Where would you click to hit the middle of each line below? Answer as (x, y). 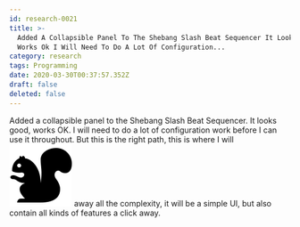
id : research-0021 (43, 19)
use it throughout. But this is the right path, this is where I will (121, 139)
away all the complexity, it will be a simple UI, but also (173, 203)
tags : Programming (43, 66)
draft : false (33, 85)
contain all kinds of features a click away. (85, 213)
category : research (46, 57)
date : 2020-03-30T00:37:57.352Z (69, 76)
